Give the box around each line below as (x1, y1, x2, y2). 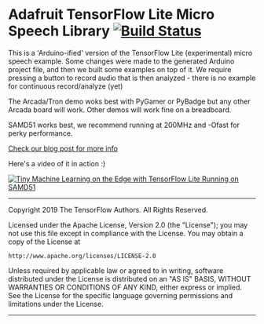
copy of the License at (8, 237, 81, 246)
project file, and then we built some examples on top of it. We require (8, 64, 232, 74)
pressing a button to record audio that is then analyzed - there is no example (8, 73, 256, 82)
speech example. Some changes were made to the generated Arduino (8, 56, 235, 66)
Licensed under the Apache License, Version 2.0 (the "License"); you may (8, 220, 248, 229)
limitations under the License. (8, 299, 104, 308)
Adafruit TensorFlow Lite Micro (8, 5, 214, 24)
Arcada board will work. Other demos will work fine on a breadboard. (8, 104, 232, 115)
